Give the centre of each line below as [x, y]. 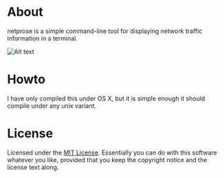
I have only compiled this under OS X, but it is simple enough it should [106, 98]
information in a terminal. [42, 38]
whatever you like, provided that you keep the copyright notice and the [107, 159]
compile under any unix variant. [52, 105]
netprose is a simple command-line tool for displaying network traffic [105, 31]
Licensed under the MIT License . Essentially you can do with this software [112, 153]
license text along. [33, 167]
